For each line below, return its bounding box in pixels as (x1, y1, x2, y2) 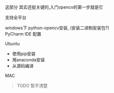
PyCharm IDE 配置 (5, 31, 42, 37)
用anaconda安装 (12, 57, 45, 62)
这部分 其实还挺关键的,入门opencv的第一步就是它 (5, 4, 103, 10)
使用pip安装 (12, 51, 36, 56)
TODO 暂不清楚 (16, 83, 48, 89)
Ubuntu (5, 41, 20, 46)
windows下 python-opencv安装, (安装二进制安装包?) (5, 25, 110, 31)
